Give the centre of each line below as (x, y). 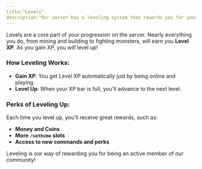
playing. (25, 82)
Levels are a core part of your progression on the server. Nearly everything (99, 34)
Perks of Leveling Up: (38, 104)
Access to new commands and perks (62, 142)
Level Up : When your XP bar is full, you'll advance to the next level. (98, 88)
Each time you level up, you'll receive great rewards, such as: (82, 117)
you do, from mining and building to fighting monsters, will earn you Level (98, 41)
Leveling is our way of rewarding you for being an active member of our (95, 153)
